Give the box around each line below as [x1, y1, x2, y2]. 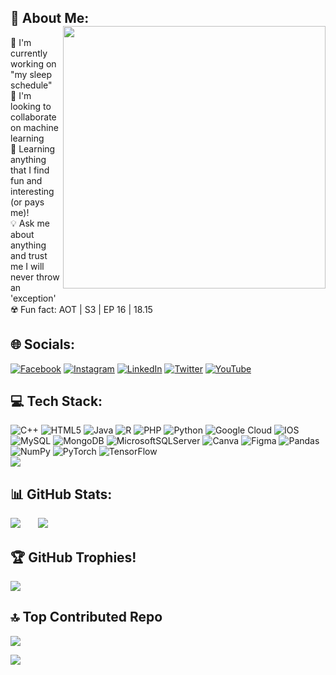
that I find [10, 164, 50, 176]
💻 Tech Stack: [10, 393, 103, 410]
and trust [10, 249, 48, 261]
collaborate [10, 111, 57, 123]
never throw [10, 271, 60, 283]
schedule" [10, 79, 53, 91]
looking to [10, 100, 52, 112]
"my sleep [10, 68, 53, 80]
